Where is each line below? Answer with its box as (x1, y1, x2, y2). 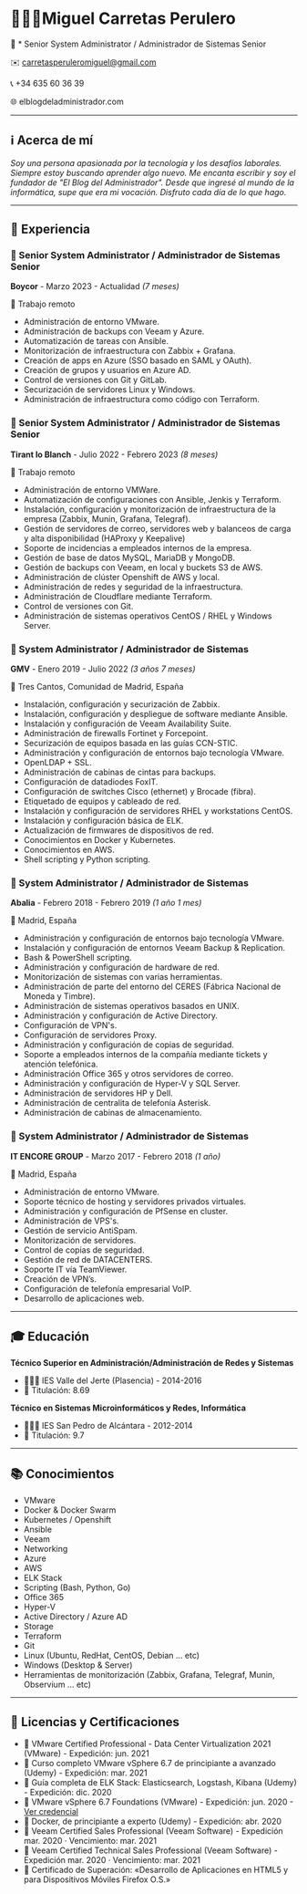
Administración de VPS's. (23, 1215, 119, 1226)
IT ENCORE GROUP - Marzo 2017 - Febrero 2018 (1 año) (10, 1150, 221, 1161)
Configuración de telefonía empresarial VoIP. (23, 1283, 192, 1294)
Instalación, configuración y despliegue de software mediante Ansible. (23, 709, 288, 720)
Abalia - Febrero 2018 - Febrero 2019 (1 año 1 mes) (10, 898, 202, 909)
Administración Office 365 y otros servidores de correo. (23, 1068, 234, 1079)
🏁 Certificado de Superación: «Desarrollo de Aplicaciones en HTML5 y (23, 1865, 289, 1876)
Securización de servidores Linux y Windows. (23, 384, 196, 395)
